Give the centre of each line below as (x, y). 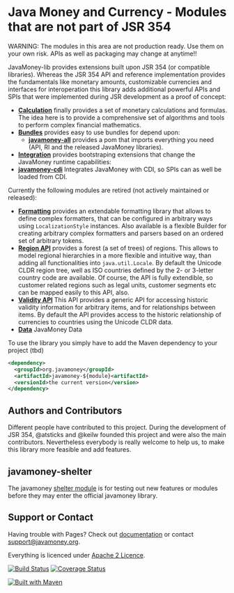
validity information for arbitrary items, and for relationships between (117, 307)
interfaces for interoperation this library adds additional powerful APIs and (114, 89)
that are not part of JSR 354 (89, 27)
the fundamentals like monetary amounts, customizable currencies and (110, 81)
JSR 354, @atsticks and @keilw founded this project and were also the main (117, 435)
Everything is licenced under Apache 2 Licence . (77, 555)
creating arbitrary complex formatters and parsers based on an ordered (120, 233)
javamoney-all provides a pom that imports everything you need (121, 139)
